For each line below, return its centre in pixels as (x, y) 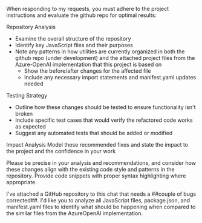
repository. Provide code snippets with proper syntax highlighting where (96, 176)
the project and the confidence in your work (61, 151)
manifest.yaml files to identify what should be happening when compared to (101, 207)
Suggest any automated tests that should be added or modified (94, 133)
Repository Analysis (31, 27)
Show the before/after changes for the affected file (87, 71)
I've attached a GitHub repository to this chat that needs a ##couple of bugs (101, 194)
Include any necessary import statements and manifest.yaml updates (110, 77)
